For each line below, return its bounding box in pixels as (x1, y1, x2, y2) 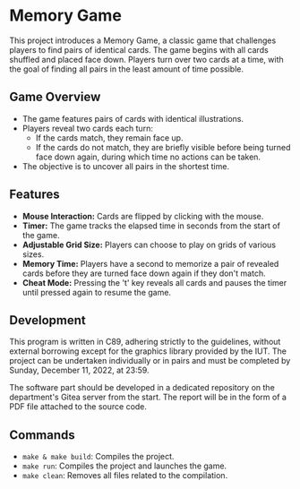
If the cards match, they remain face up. (35, 132, 184, 143)
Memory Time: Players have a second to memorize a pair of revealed (21, 258, 279, 269)
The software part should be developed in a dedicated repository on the (9, 382, 275, 393)
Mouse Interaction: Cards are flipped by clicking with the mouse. (21, 210, 264, 221)
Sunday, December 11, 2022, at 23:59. (9, 365, 150, 376)
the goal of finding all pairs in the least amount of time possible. (9, 64, 244, 74)
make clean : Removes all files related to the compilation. (21, 470, 228, 481)
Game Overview (9, 90, 101, 105)
